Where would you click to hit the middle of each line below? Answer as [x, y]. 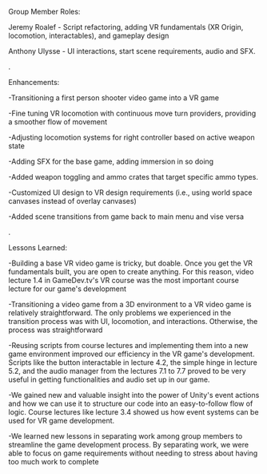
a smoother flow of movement [58, 122]
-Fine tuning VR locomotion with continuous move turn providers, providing [132, 113]
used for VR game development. [62, 421]
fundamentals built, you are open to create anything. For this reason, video [131, 271]
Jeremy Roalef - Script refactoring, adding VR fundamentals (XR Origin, [126, 27]
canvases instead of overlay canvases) [73, 201]
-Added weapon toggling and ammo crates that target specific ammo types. [133, 177]
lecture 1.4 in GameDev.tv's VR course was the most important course [124, 280]
